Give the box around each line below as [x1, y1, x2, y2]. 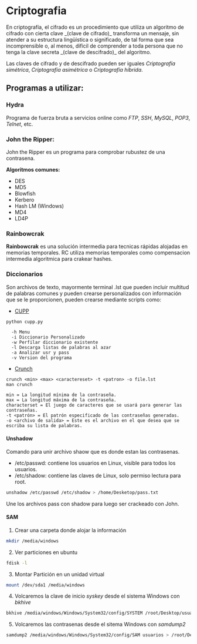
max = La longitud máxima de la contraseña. [6, 397, 117, 403]
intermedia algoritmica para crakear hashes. [6, 256, 113, 263]
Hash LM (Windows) [14, 202, 64, 209]
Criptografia [6, 4, 67, 18]
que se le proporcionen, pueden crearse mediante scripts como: [6, 296, 161, 303]
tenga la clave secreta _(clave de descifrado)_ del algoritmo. [6, 48, 151, 55]
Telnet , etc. [6, 120, 33, 128]
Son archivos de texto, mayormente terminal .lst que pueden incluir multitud [6, 283, 189, 290]
